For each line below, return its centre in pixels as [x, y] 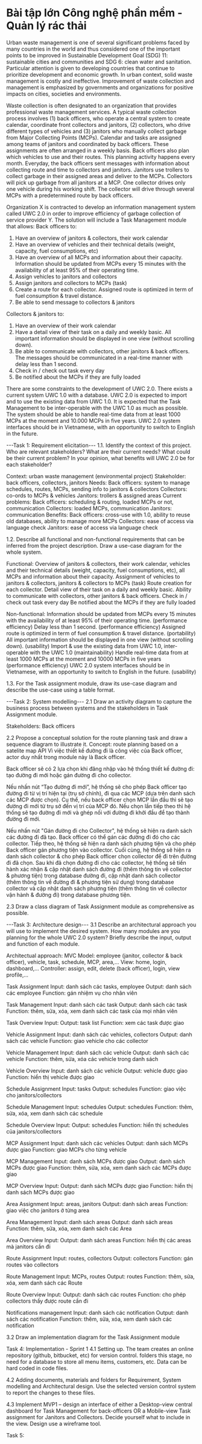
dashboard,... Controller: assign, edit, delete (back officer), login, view [93, 968]
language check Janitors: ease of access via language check [82, 527]
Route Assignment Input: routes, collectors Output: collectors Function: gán [100, 1258]
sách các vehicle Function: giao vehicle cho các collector [77, 1041]
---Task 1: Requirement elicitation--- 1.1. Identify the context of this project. [99, 445]
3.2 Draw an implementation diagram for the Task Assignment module [93, 1337]
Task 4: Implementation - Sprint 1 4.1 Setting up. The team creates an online [100, 1349]
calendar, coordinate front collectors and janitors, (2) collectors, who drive [99, 124]
